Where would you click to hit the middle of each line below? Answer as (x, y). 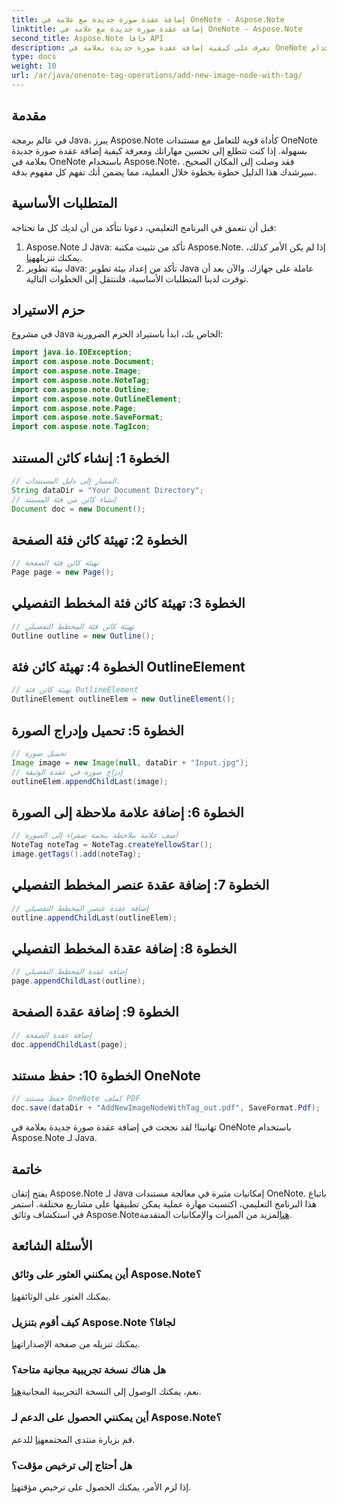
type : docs (34, 57)
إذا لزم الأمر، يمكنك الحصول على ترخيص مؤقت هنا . (101, 1487)
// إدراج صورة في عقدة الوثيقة (67, 772)
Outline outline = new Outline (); (83, 636)
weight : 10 (34, 66)
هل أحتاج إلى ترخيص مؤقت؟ (72, 1465)
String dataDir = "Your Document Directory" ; (107, 490)
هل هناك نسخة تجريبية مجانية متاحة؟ (89, 1369)
